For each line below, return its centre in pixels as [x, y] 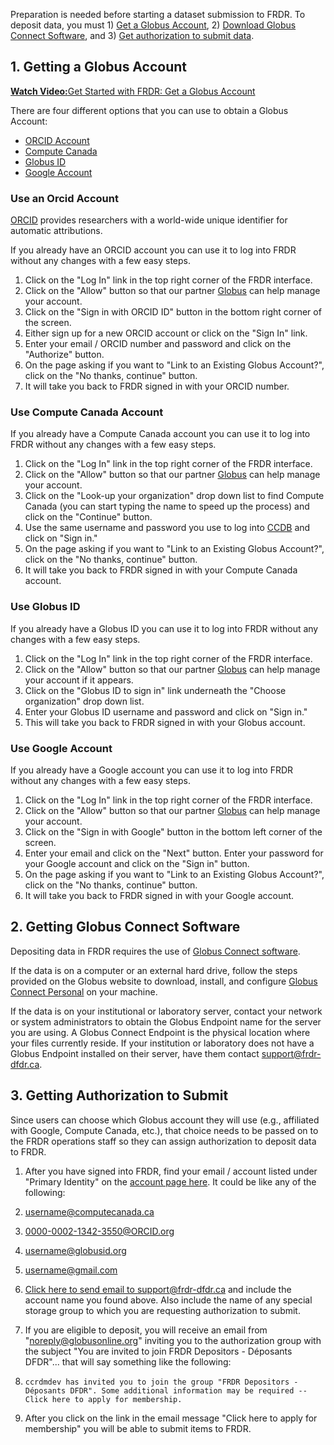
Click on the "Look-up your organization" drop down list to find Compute [174, 496]
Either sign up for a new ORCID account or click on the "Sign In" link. [166, 333]
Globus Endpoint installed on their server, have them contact [135, 1053]
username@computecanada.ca [89, 1211]
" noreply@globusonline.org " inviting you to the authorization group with [173, 1340]
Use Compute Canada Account [87, 412]
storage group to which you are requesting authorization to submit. [162, 1310]
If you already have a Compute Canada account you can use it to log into [160, 434]
